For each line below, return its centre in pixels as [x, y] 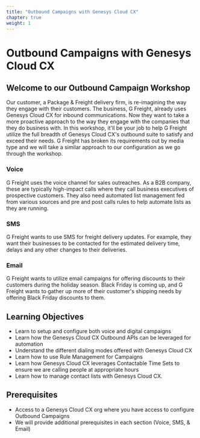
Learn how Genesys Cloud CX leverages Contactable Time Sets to [97, 363]
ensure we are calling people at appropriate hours [77, 370]
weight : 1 [19, 23]
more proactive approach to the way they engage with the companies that [98, 122]
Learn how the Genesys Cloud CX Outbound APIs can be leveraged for [103, 338]
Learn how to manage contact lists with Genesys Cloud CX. [89, 376]
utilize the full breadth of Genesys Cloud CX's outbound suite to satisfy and [100, 135]
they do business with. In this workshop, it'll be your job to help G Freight [97, 128]
